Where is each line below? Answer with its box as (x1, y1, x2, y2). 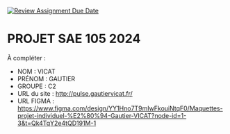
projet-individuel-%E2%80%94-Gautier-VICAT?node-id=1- (17, 111, 187, 119)
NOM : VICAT (17, 67, 56, 76)
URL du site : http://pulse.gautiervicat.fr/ (17, 89, 133, 97)
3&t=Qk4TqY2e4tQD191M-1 (17, 119, 97, 127)
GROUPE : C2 (17, 82, 57, 90)
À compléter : (7, 53, 47, 62)
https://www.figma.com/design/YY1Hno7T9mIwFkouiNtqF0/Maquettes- (17, 104, 224, 112)
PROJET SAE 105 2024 (7, 31, 141, 47)
